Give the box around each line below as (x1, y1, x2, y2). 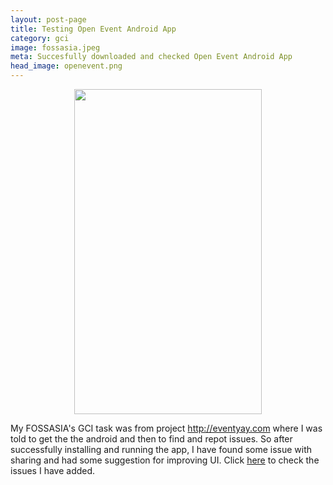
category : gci (10, 33, 70, 43)
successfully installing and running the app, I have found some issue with (10, 444, 313, 455)
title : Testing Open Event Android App (10, 24, 177, 34)
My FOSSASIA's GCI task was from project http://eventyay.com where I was (10, 422, 323, 434)
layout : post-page (10, 14, 87, 25)
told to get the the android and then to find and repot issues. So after (10, 433, 293, 445)
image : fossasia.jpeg (10, 42, 101, 53)
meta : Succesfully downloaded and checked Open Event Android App (10, 52, 293, 62)
